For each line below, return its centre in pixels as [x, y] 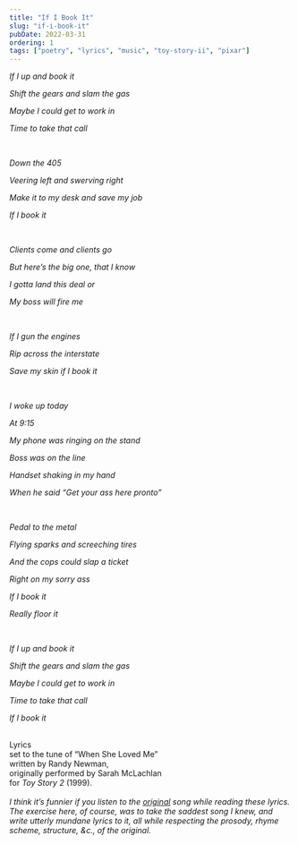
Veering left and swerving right [66, 181]
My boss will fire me [46, 302]
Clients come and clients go [61, 250]
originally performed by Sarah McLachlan [86, 773]
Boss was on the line [47, 458]
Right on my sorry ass [50, 579]
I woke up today [39, 406]
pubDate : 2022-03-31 [48, 34]
